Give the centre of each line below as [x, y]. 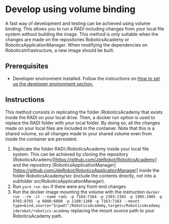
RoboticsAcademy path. [38, 216]
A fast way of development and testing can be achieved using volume [78, 23]
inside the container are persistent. [41, 139]
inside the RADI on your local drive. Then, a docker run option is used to [80, 117]
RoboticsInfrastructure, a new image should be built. [60, 50]
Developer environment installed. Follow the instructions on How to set [86, 78]
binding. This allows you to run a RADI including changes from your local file [85, 28]
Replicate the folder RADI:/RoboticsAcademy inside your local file [81, 148]
